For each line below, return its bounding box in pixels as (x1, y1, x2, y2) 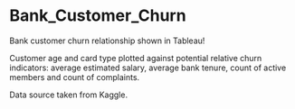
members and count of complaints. (9, 71, 140, 82)
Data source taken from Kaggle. (9, 89, 128, 100)
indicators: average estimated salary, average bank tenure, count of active (9, 62, 287, 73)
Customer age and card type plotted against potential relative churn (9, 52, 262, 63)
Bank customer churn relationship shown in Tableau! (9, 35, 205, 46)
